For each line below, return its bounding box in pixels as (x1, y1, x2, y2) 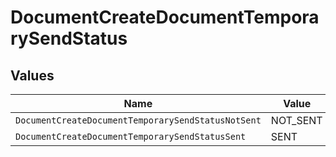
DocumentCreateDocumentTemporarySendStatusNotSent (15, 115, 262, 126)
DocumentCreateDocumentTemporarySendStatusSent (15, 131, 247, 142)
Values (10, 67, 55, 84)
